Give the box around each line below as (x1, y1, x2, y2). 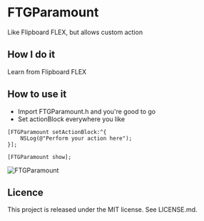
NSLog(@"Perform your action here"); (20, 135, 133, 142)
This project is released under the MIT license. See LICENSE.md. (7, 205, 198, 214)
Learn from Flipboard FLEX (7, 67, 87, 76)
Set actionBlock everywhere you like (17, 115, 126, 123)
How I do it (7, 48, 56, 61)
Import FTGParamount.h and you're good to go (17, 107, 155, 115)
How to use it (7, 88, 67, 101)
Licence (7, 186, 44, 198)
